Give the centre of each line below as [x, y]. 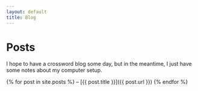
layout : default [26, 12]
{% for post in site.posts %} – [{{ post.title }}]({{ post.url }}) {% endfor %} [97, 82]
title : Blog [21, 17]
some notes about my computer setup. [54, 71]
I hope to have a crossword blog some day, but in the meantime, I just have [99, 64]
